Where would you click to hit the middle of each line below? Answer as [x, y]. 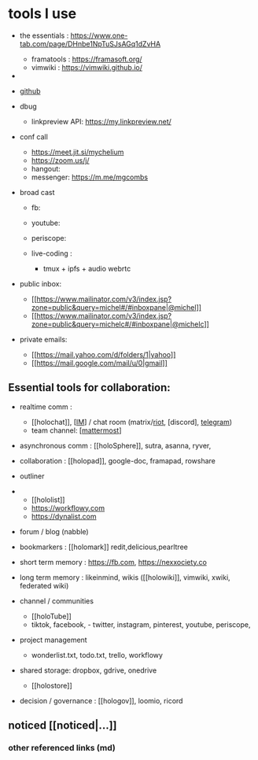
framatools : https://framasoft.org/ [87, 59]
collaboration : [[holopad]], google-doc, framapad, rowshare [118, 460]
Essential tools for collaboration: [89, 387]
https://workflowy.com [68, 507]
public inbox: [40, 283]
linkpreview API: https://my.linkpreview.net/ [101, 121]
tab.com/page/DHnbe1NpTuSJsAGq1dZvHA [90, 43]
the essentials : [44, 35]
